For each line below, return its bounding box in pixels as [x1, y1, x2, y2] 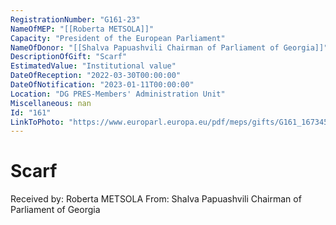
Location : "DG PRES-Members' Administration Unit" [10, 89, 226, 99]
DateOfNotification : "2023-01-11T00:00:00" [10, 80, 195, 90]
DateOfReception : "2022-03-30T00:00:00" [10, 71, 182, 81]
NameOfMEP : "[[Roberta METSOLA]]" [10, 24, 155, 34]
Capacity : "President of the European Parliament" [10, 33, 226, 43]
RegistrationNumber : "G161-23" [10, 14, 141, 25]
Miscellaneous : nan [10, 98, 92, 108]
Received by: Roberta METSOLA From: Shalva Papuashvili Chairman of [10, 193, 302, 205]
